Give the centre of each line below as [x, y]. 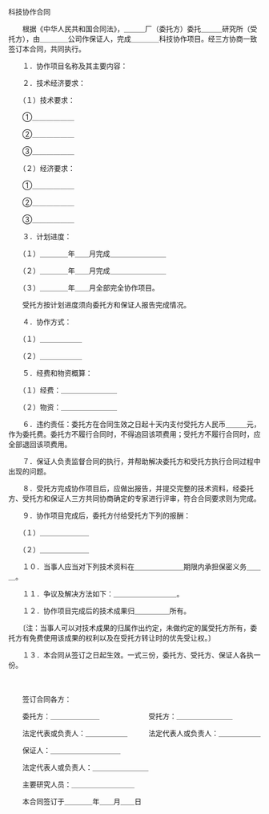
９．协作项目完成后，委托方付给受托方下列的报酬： [106, 515]
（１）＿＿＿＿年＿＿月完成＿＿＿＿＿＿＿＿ [94, 254]
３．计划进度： [47, 236]
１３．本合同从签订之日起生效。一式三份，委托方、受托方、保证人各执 [138, 655]
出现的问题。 [29, 471]
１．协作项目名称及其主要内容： [75, 66]
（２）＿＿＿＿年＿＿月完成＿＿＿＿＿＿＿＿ [94, 271]
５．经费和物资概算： [57, 373]
